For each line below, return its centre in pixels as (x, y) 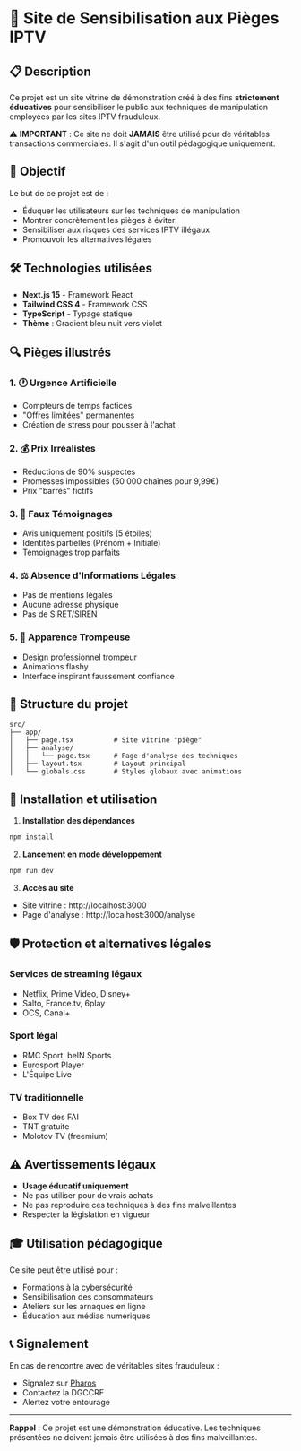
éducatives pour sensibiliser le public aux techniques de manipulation (139, 107)
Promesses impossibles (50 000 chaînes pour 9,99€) (120, 481)
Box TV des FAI (50, 1117)
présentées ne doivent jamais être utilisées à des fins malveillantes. (133, 1437)
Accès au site (48, 887)
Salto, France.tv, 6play (64, 1003)
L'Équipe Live (47, 1074)
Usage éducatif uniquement (75, 1186)
